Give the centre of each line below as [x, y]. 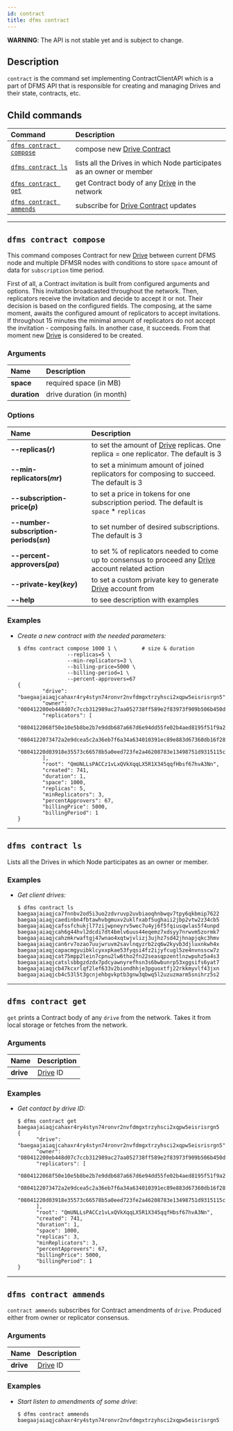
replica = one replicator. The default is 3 [156, 454]
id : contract [26, 14]
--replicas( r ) [33, 449]
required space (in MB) [84, 383]
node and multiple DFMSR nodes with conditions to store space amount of [113, 262]
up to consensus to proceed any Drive [153, 559]
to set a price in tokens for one [141, 493]
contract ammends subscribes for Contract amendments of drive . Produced [114, 1310]
